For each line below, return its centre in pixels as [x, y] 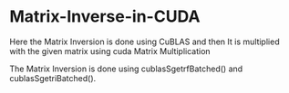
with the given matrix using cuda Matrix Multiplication [110, 51]
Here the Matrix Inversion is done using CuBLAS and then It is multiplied [144, 42]
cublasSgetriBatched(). [53, 78]
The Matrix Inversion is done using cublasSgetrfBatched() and [126, 69]
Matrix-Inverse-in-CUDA [105, 17]
